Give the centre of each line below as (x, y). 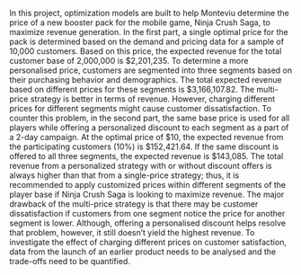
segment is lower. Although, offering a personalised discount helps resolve (147, 223)
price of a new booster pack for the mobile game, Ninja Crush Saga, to (140, 22)
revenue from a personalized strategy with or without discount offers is (141, 166)
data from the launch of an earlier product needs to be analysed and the (143, 252)
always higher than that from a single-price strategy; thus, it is (124, 175)
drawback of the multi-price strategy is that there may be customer (134, 204)
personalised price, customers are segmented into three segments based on (151, 70)
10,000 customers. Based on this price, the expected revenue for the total (146, 51)
